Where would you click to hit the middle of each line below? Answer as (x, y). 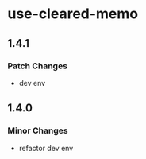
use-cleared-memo (73, 14)
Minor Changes (38, 130)
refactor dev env (46, 148)
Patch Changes (38, 66)
